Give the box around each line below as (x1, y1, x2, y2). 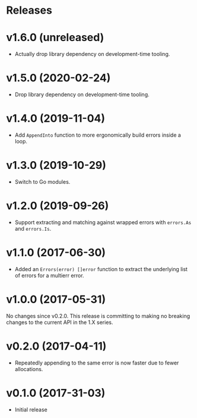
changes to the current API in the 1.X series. (6, 319, 113, 326)
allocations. (14, 365, 43, 372)
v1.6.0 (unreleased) (6, 31, 104, 45)
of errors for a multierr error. (14, 272, 84, 279)
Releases (6, 4, 52, 17)
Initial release (14, 406, 47, 413)
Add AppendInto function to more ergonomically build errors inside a (14, 131, 181, 139)
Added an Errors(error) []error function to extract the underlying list (14, 265, 188, 272)
